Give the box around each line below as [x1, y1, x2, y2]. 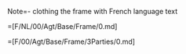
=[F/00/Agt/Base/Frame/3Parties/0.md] [7, 37, 135, 46]
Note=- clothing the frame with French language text [7, 7, 178, 16]
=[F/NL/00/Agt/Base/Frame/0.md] [7, 22, 118, 31]
